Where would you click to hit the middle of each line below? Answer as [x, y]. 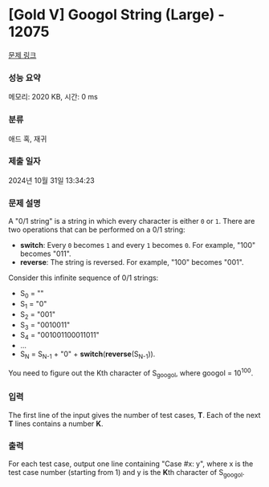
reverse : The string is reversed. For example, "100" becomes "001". [132, 262]
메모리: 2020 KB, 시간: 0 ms [53, 97]
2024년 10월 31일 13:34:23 [51, 180]
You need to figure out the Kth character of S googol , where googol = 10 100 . [131, 373]
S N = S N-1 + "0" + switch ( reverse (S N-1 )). [88, 355]
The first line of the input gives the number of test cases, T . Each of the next [134, 415]
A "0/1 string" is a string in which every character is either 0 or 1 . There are [132, 221]
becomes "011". [45, 254]
